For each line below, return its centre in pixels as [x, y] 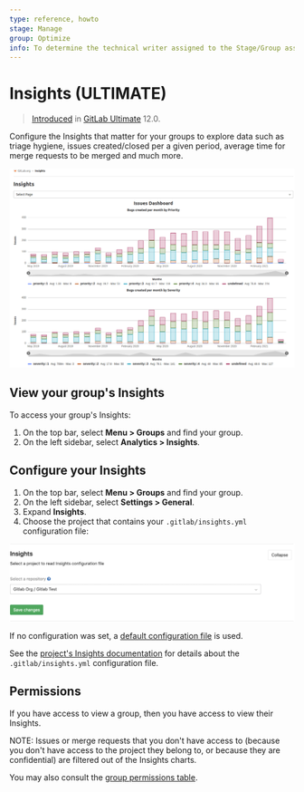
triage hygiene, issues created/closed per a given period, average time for [147, 146]
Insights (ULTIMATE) [88, 94]
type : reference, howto [54, 19]
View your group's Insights [87, 393]
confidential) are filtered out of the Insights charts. [103, 759]
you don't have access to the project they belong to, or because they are [145, 750]
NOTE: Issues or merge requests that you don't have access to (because [145, 740]
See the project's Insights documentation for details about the [124, 653]
